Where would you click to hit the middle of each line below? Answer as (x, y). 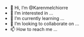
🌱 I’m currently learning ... (37, 18)
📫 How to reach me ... (34, 29)
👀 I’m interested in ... (32, 13)
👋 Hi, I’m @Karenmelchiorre (39, 8)
